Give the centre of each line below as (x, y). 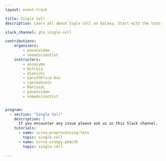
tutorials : (25, 128)
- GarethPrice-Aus (42, 78)
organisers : (26, 46)
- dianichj (34, 73)
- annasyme (34, 64)
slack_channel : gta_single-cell (38, 32)
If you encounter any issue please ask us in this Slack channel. (88, 124)
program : (14, 109)
